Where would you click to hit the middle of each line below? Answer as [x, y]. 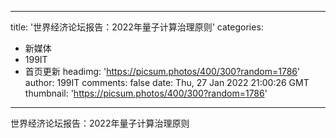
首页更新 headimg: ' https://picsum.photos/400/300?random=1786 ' [162, 71]
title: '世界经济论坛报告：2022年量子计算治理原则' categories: [137, 27]
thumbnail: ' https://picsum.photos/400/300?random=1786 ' [146, 93]
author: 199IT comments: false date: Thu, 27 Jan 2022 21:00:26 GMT [167, 82]
